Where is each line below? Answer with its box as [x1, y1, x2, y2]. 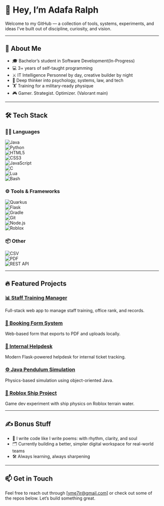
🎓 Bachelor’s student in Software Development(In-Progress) [12, 58, 135, 63]
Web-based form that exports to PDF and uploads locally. [5, 331, 121, 337]
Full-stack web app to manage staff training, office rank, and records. [5, 307, 145, 313]
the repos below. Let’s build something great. [5, 495, 96, 501]
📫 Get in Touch [5, 475, 53, 483]
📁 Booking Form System [5, 319, 63, 326]
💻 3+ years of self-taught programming [12, 65, 93, 71]
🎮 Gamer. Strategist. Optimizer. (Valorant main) [12, 90, 108, 96]
